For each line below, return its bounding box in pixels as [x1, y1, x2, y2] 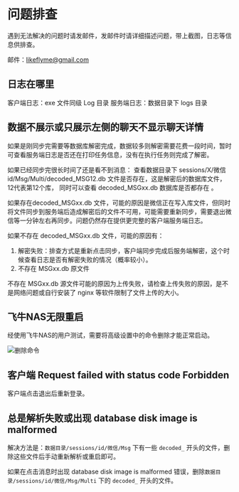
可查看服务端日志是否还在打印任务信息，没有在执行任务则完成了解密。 [7, 150, 213, 159]
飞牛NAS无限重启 [7, 311, 84, 323]
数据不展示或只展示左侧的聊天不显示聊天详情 [7, 122, 204, 134]
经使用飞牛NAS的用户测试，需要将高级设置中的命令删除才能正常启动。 [7, 331, 214, 340]
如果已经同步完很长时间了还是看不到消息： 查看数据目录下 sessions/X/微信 [7, 165, 226, 174]
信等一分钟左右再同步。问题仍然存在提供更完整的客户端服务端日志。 [7, 216, 207, 225]
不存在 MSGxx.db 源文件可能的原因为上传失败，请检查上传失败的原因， [7, 279, 216, 288]
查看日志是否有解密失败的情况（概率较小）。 [23, 255, 152, 264]
